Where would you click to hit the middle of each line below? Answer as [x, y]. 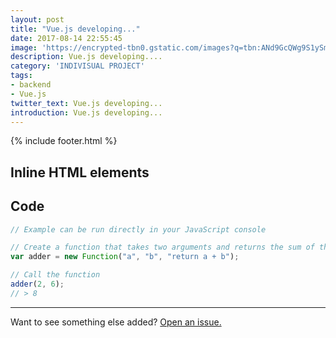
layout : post [37, 19]
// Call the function [55, 275]
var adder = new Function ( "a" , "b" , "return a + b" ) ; [125, 257]
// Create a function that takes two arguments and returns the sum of [162, 247]
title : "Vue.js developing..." [75, 29]
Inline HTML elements [80, 172]
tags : [21, 76]
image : [24, 47]
